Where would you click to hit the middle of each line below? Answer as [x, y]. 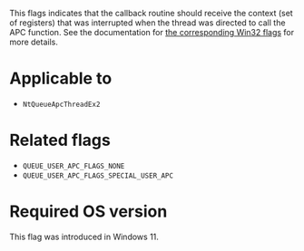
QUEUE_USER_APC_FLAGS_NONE [74, 166]
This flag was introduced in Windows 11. [84, 237]
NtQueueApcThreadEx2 [61, 104]
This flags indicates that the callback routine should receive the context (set [151, 13]
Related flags [60, 140]
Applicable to [61, 78]
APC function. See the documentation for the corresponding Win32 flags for [152, 32]
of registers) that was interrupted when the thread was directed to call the [147, 23]
